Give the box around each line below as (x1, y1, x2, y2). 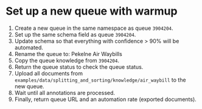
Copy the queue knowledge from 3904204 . (14, 57, 120, 64)
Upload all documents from (14, 69, 83, 77)
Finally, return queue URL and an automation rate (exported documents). (14, 96, 197, 103)
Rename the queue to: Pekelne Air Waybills (14, 50, 122, 57)
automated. (14, 44, 44, 51)
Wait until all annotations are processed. (14, 89, 116, 96)
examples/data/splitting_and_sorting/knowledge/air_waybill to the (14, 76, 186, 83)
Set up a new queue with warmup (5, 4, 178, 18)
